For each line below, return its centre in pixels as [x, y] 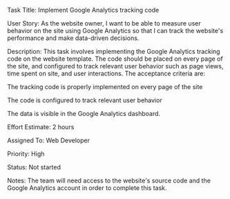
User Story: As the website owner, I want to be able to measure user [104, 23]
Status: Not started [34, 167]
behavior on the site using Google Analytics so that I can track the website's [115, 31]
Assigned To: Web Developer [48, 140]
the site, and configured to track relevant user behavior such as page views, [115, 66]
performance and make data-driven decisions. [73, 38]
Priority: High [26, 154]
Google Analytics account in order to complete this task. [87, 188]
